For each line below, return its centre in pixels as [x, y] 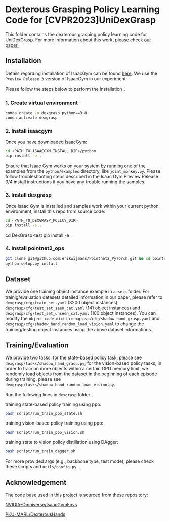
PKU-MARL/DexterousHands [35, 514]
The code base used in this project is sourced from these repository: [77, 495]
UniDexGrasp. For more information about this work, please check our [78, 40]
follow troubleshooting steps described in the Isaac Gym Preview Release [82, 176]
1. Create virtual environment [42, 103]
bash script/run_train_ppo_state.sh [44, 413]
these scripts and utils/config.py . [42, 467]
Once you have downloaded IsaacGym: [46, 142]
